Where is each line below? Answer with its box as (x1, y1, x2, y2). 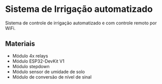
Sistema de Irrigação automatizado (5, 3, 153, 15)
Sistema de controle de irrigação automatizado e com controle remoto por (5, 20, 157, 26)
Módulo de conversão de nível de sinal (12, 74, 92, 80)
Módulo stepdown (12, 63, 50, 69)
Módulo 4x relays (12, 53, 48, 59)
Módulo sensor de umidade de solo (12, 69, 85, 75)
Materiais (5, 40, 35, 48)
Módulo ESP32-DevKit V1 (12, 58, 65, 64)
